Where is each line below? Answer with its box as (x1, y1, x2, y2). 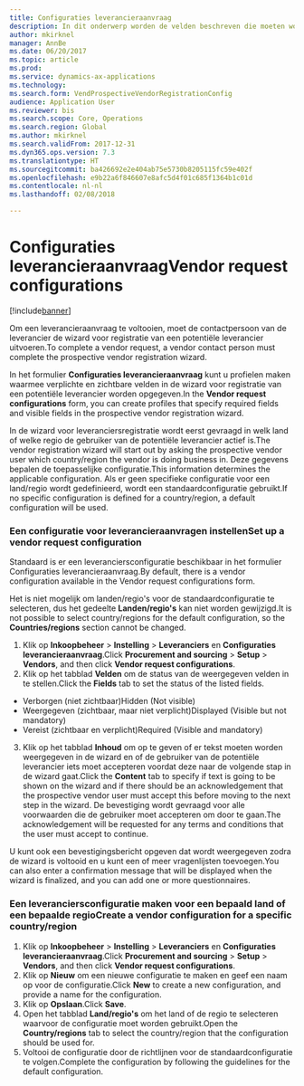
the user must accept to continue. (22, 829, 149, 840)
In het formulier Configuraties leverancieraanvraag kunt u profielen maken (9, 368, 291, 380)
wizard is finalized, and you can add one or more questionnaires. (9, 875, 251, 886)
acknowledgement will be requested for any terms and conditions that (22, 819, 284, 830)
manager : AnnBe (9, 38, 67, 48)
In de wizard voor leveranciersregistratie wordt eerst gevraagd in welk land (9, 424, 290, 435)
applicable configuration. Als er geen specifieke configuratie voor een (9, 472, 270, 484)
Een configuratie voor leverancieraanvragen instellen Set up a (9, 524, 285, 537)
